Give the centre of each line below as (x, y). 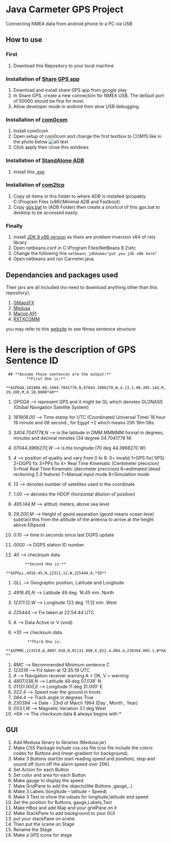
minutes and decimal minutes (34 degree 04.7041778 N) (72, 438)
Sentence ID (32, 361)
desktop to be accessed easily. (46, 212)
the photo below (30, 142)
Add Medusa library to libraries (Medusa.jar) (60, 742)
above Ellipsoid (29, 525)
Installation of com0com (37, 120)
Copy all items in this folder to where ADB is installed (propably (79, 196)
